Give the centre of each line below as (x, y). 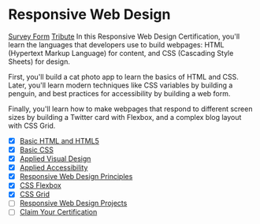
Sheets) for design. (39, 62)
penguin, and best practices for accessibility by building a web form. (119, 93)
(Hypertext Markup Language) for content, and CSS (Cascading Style (121, 53)
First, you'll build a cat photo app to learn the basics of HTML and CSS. (123, 77)
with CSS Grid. (32, 125)
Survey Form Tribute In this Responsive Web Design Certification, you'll (124, 36)
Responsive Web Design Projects (73, 203)
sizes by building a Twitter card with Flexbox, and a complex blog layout (125, 117)
